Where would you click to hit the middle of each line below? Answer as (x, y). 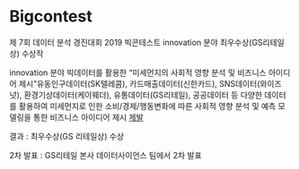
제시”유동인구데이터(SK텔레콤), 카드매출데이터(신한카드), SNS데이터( (139, 83)
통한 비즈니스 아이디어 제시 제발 (88, 117)
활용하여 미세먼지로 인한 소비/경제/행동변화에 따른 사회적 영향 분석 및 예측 (147, 106)
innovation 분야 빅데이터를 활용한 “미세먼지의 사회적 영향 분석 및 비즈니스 (138, 72)
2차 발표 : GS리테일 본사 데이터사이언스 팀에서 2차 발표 (106, 155)
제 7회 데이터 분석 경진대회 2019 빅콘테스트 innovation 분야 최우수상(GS (136, 42)
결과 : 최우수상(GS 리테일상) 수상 (66, 136)
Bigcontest (51, 17)
